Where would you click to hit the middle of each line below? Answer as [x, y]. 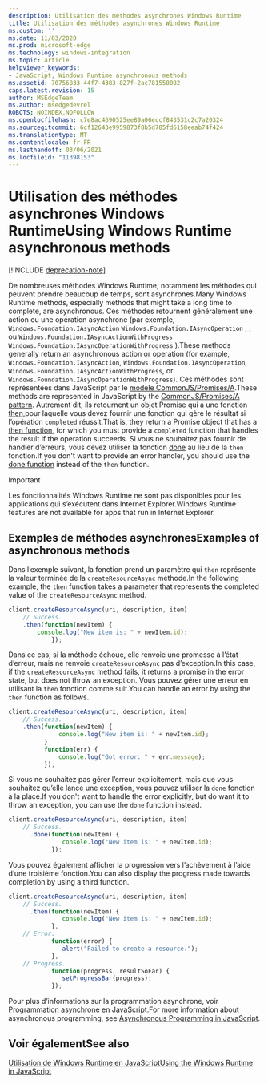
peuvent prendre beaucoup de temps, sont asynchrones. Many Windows [127, 294]
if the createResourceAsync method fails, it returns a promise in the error [126, 672]
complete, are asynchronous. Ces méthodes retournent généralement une [131, 311]
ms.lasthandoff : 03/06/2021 [55, 150]
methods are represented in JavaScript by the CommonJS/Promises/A [124, 397]
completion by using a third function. [69, 881]
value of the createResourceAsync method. [78, 595]
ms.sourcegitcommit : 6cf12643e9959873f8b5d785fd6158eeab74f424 [116, 127]
